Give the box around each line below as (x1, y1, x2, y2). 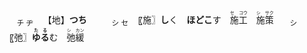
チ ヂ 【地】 (16, 14, 70, 28)
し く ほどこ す (160, 14, 222, 25)
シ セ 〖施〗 (111, 14, 161, 28)
